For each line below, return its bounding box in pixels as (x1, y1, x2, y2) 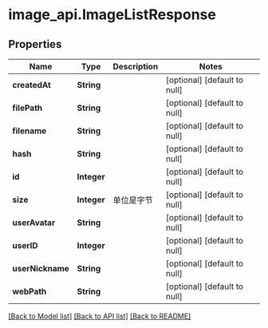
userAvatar (12, 217, 56, 228)
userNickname (12, 263, 69, 274)
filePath (12, 102, 43, 113)
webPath (12, 286, 47, 297)
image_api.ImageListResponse (8, 6, 217, 24)
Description (112, 61, 159, 72)
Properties (8, 38, 62, 51)
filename (12, 125, 47, 136)
